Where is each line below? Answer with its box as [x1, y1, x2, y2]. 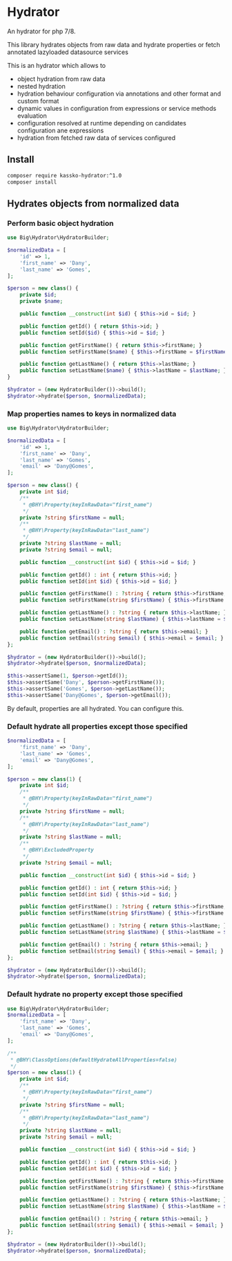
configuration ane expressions [17, 126, 104, 134]
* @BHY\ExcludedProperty [22, 847, 95, 854]
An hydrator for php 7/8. [7, 27, 76, 35]
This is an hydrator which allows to [7, 61, 106, 69]
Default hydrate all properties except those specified [7, 721, 188, 731]
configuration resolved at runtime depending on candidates [17, 118, 186, 127]
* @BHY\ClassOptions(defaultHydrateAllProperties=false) [10, 1056, 177, 1064]
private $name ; [19, 298, 64, 305]
